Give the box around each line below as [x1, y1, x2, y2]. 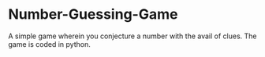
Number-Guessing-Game [8, 5, 178, 23]
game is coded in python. [8, 39, 91, 48]
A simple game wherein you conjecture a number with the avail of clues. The [8, 31, 257, 41]
